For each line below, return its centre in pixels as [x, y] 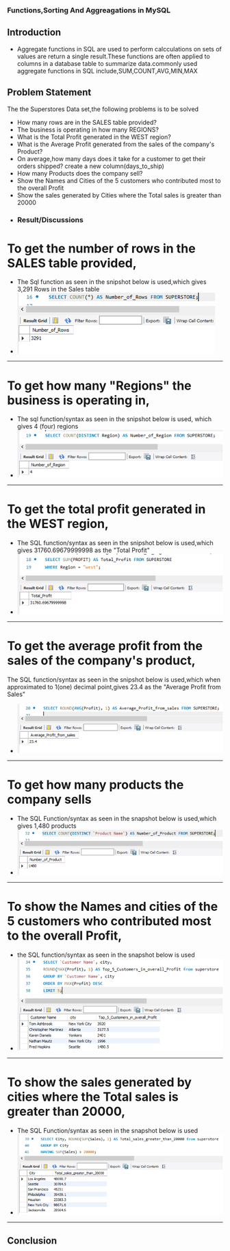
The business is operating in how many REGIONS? [88, 130]
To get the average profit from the [105, 646]
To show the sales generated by [99, 1083]
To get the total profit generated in [106, 509]
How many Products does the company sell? [80, 173]
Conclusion [32, 1240]
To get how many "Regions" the [99, 385]
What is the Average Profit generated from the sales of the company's [116, 144]
